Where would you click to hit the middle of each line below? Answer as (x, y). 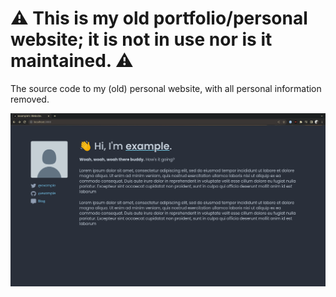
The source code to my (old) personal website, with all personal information (166, 88)
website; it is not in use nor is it (141, 39)
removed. (30, 99)
